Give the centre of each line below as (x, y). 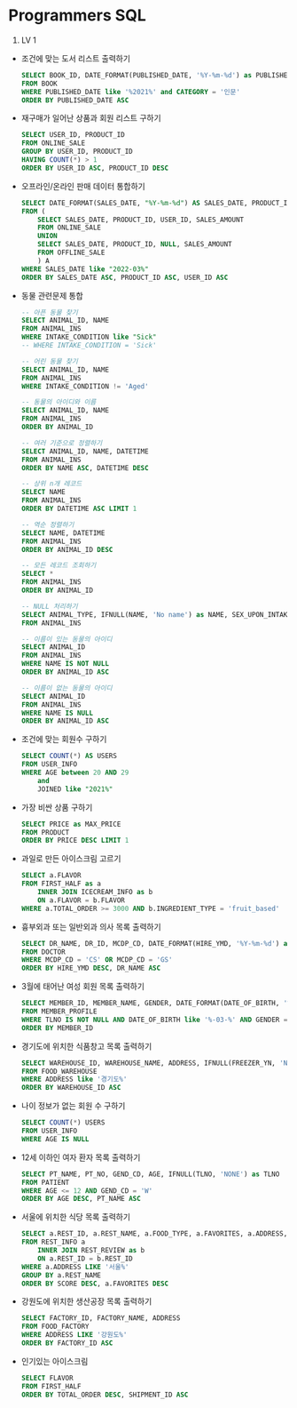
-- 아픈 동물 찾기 (50, 312)
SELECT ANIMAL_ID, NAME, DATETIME (85, 451)
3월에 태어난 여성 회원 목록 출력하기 (83, 987)
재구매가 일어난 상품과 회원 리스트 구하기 (91, 118)
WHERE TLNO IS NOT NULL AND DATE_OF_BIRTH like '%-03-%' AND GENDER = (154, 1020)
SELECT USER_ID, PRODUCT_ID (73, 135)
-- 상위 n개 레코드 (51, 484)
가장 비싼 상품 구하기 (57, 807)
